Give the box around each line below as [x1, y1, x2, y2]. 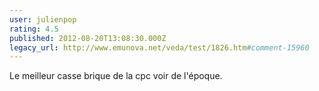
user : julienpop [9, 14, 77, 25]
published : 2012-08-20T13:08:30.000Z [9, 33, 167, 43]
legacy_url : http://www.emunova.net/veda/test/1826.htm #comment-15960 [9, 42, 310, 53]
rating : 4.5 [9, 24, 59, 34]
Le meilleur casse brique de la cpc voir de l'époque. [9, 70, 223, 82]
